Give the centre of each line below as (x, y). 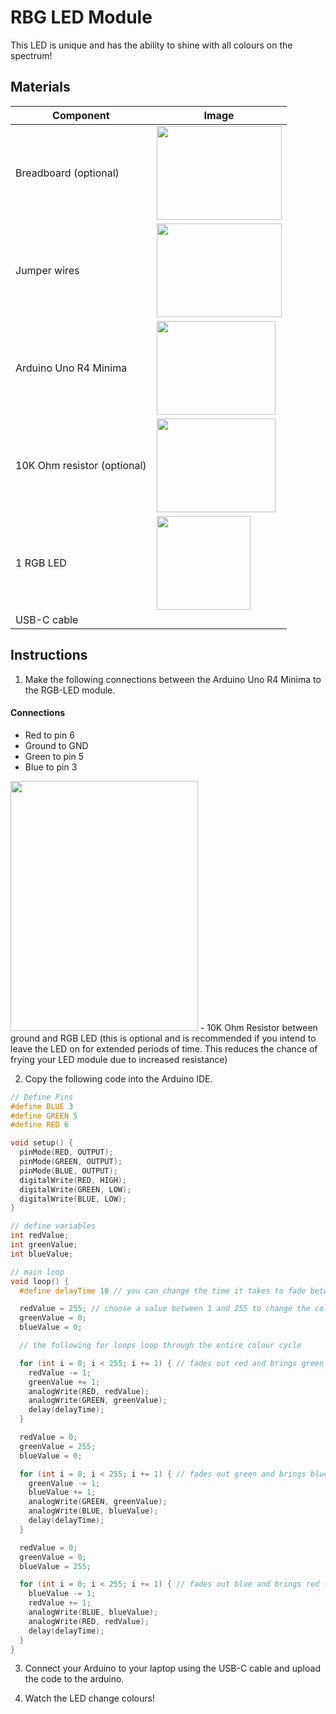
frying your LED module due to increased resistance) (119, 1059)
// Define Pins (42, 1097)
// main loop (37, 1272)
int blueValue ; (42, 1254)
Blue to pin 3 (51, 767)
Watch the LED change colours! (89, 1698)
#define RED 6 (40, 1125)
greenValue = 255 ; (58, 1446)
